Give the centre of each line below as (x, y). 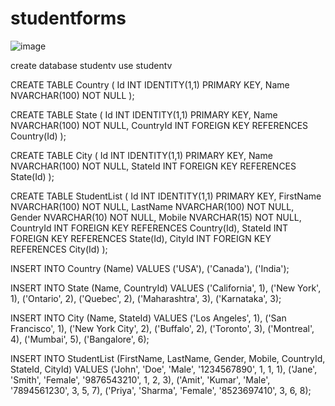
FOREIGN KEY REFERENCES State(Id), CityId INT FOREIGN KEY (141, 238)
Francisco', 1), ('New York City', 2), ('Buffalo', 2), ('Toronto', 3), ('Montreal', (162, 328)
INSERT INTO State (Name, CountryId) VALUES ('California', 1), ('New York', (166, 288)
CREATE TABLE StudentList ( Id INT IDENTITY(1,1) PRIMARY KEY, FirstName (166, 196)
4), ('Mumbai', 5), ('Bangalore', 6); (80, 339)
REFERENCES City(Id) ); (59, 249)
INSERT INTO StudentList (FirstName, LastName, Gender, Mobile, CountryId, (168, 358)
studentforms (68, 18)
